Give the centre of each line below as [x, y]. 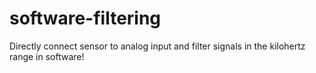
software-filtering [85, 18]
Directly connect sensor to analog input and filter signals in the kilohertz [157, 46]
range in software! [47, 56]
